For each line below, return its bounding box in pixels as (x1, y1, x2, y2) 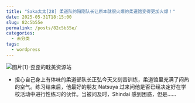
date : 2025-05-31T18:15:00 (6, 14, 72, 20)
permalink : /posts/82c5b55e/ (6, 25, 77, 31)
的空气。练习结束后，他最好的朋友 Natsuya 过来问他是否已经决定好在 (14, 83, 182, 90)
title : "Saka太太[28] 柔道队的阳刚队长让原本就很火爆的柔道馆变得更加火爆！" (6, 8, 176, 15)
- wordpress (11, 47, 41, 53)
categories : (6, 30, 35, 36)
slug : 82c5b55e (6, 19, 43, 25)
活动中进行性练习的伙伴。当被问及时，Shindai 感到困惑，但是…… (19, 90, 177, 97)
